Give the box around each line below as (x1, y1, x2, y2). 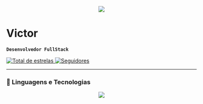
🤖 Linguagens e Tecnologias (6, 77, 91, 86)
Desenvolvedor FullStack (6, 46, 69, 53)
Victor (6, 27, 38, 41)
